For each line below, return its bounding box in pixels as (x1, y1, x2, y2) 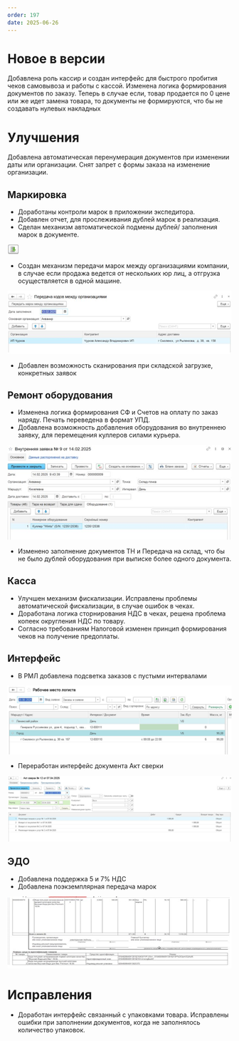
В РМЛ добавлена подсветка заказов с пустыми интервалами (17, 671, 208, 680)
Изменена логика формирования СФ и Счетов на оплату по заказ (17, 408, 218, 417)
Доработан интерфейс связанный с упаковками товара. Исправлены (17, 1010, 229, 1019)
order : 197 (7, 11, 40, 19)
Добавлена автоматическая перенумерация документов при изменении (7, 153, 230, 162)
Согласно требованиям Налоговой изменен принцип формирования (17, 624, 227, 633)
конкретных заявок (17, 368, 77, 377)
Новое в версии (7, 51, 105, 67)
